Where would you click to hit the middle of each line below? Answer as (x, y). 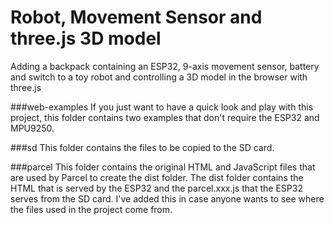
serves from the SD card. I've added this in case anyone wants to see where (167, 198)
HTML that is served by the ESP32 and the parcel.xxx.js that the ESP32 (156, 188)
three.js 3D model (86, 38)
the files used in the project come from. (91, 209)
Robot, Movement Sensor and (136, 17)
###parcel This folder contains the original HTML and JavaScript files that (163, 167)
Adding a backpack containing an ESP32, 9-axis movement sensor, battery (165, 66)
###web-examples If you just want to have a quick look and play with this (162, 107)
